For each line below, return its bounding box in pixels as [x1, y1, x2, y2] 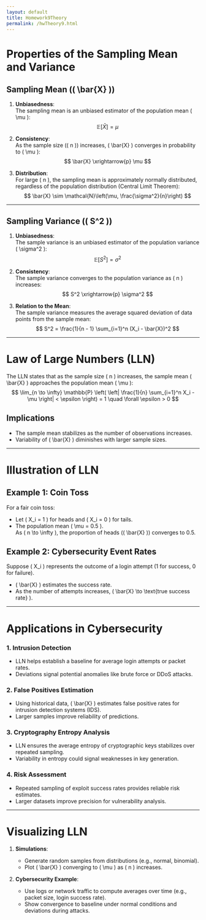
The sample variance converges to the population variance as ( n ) [15, 274, 183, 281]
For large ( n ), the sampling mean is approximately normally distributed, [15, 176, 197, 184]
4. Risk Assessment [6, 770, 67, 779]
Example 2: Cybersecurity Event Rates [6, 546, 157, 556]
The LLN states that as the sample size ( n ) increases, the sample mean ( [6, 372, 192, 380]
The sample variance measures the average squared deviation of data [15, 308, 193, 316]
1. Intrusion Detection [6, 643, 72, 652]
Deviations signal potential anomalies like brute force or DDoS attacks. [15, 670, 193, 677]
